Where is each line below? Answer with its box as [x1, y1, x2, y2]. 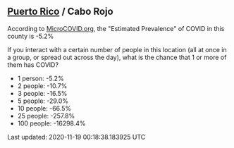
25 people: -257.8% [17, 111, 75, 120]
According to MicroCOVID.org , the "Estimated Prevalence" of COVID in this [7, 24, 225, 32]
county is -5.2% [7, 32, 54, 40]
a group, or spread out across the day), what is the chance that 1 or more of [7, 53, 227, 61]
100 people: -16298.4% [17, 119, 86, 128]
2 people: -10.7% [17, 81, 68, 90]
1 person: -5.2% [17, 74, 65, 82]
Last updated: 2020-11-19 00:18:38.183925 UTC [7, 132, 146, 141]
